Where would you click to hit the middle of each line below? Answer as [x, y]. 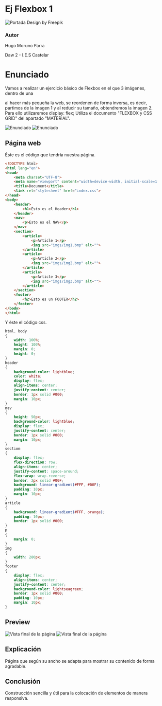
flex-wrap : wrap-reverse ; [40, 476]
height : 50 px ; [28, 417]
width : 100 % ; [27, 340]
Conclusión [23, 681]
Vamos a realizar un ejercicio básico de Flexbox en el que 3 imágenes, [75, 88]
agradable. [16, 666]
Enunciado [27, 75]
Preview [18, 622]
